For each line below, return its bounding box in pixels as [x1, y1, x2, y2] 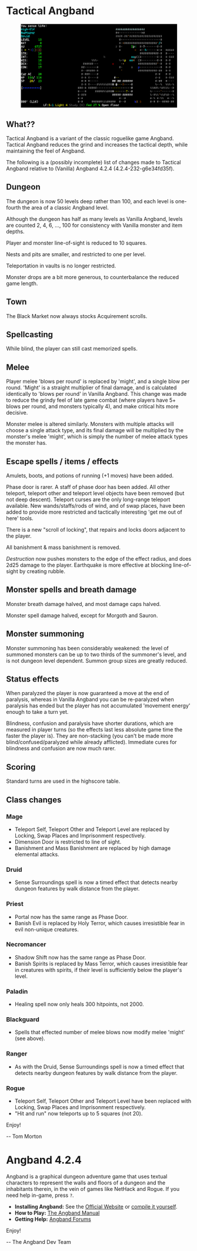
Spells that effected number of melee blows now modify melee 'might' [14, 1029, 185, 1036]
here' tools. [6, 515, 34, 522]
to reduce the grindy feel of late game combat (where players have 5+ [6, 396, 176, 404]
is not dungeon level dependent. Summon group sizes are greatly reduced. [6, 657, 188, 664]
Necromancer [6, 941, 46, 949]
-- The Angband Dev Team [6, 1238, 72, 1245]
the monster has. [6, 439, 47, 446]
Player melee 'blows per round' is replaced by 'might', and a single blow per [6, 378, 190, 385]
